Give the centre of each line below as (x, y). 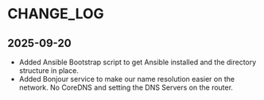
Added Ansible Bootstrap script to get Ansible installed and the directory (138, 62)
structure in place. (49, 71)
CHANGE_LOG (56, 14)
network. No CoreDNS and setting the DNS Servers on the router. (126, 87)
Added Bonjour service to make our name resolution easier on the (127, 79)
